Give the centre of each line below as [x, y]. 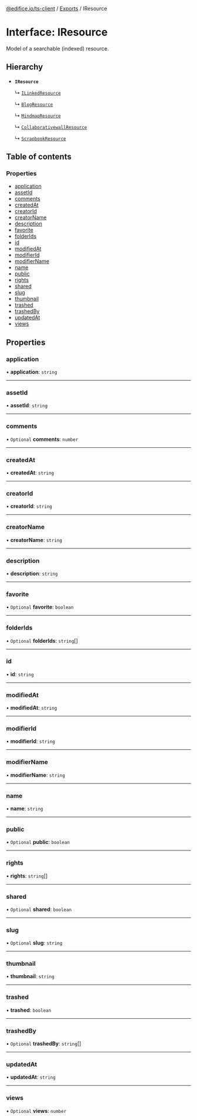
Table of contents [39, 157]
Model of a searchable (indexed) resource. [57, 48]
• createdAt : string [30, 473]
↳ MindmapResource [38, 115]
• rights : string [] [27, 876]
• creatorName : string [34, 540]
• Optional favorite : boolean [40, 607]
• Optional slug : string [34, 943]
